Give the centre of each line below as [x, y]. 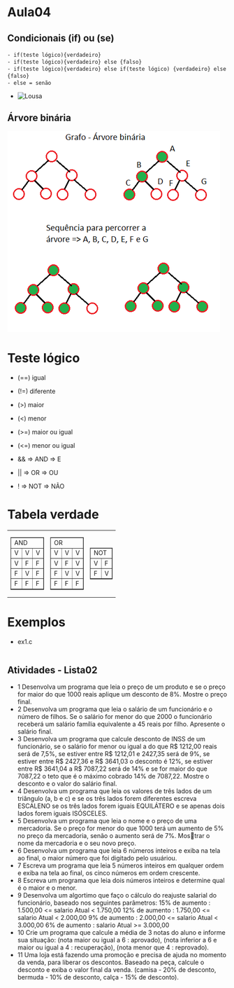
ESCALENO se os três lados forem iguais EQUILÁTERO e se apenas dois [121, 806]
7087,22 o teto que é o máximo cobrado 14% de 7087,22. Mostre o [113, 776]
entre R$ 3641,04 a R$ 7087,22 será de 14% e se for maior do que [112, 769]
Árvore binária [39, 118]
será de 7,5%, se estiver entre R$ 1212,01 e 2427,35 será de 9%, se [114, 753]
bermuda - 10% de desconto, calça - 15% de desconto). [98, 977]
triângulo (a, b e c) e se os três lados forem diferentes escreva [107, 798]
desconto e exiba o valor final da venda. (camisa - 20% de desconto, [117, 969]
